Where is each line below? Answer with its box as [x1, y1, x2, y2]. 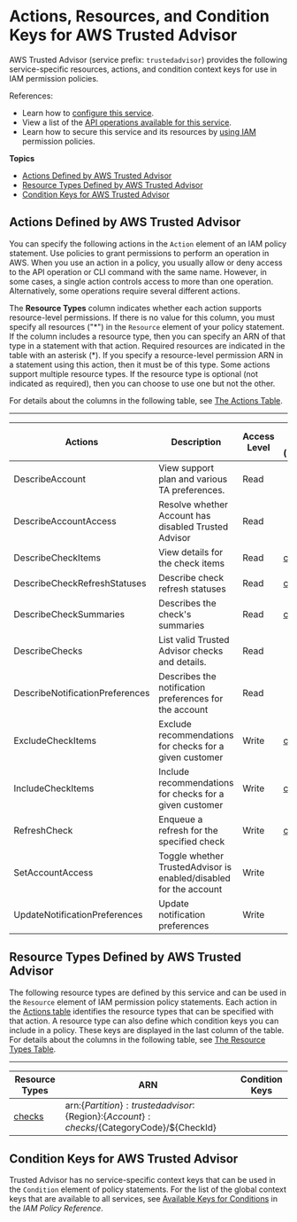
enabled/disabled [158, 872, 232, 884]
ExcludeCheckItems [13, 734, 97, 747]
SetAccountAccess [13, 866, 94, 879]
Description [171, 435, 222, 448]
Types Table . [9, 1044, 57, 1054]
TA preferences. [158, 483, 225, 496]
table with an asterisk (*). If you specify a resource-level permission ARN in [9, 349, 284, 360]
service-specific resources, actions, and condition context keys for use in [9, 64, 278, 74]
